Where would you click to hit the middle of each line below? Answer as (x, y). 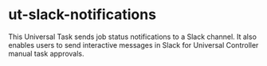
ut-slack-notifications (82, 15)
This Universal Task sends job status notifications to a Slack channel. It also (133, 37)
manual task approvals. (47, 53)
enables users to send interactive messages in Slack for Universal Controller (133, 45)
